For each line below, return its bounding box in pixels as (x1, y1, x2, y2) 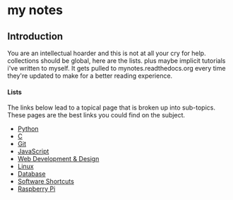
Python (17, 124, 39, 133)
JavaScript (17, 147, 49, 155)
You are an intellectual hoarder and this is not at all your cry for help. (7, 49, 206, 57)
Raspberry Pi (17, 184, 56, 193)
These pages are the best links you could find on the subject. (7, 111, 186, 119)
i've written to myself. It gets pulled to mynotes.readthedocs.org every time (7, 64, 226, 72)
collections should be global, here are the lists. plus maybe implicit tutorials (7, 57, 226, 65)
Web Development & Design (17, 155, 100, 163)
